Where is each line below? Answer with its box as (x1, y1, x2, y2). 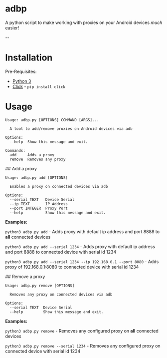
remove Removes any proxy (9, 157, 66, 162)
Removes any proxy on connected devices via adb (9, 292, 113, 297)
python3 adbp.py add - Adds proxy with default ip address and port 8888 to (5, 228, 160, 235)
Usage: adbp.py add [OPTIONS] (5, 175, 68, 180)
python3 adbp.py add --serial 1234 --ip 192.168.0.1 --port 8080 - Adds (5, 258, 159, 265)
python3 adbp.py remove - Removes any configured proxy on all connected (5, 328, 159, 334)
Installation (5, 52, 53, 63)
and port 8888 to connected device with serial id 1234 (5, 249, 117, 255)
